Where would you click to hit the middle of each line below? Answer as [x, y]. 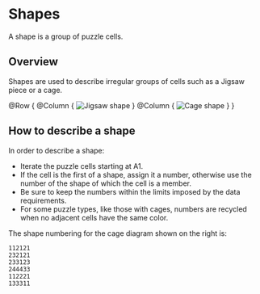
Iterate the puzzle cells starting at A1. [82, 166]
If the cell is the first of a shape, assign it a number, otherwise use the [136, 174]
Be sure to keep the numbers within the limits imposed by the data [130, 191]
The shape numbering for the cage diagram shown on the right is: [118, 233]
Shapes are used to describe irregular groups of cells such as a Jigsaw [126, 81]
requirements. [43, 200]
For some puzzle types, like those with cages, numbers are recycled [134, 209]
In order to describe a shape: [57, 150]
